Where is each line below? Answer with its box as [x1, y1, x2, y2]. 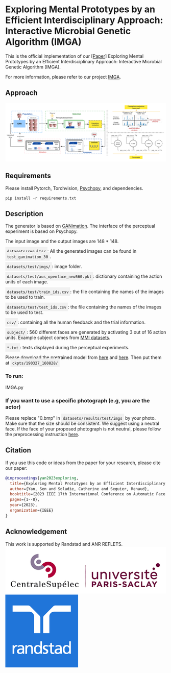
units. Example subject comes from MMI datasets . [5, 334, 111, 341]
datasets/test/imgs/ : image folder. [7, 263, 82, 270]
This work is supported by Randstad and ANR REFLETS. [5, 541, 123, 547]
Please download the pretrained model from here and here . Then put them [5, 354, 162, 360]
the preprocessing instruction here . [5, 431, 80, 438]
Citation [5, 446, 32, 455]
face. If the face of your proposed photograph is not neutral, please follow [5, 426, 161, 432]
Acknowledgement [5, 527, 67, 536]
